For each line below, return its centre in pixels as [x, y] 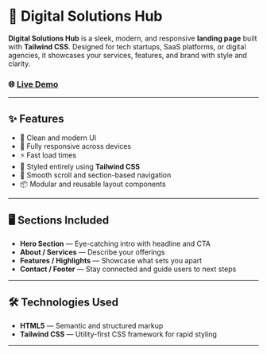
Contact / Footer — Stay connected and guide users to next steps [128, 269]
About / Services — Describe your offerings [92, 252]
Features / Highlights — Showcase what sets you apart [111, 260]
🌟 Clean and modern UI [58, 138]
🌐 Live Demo [33, 84]
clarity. [19, 64]
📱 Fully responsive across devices [75, 146]
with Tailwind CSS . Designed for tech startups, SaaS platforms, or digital [127, 46]
